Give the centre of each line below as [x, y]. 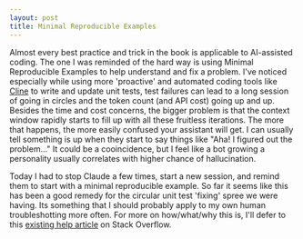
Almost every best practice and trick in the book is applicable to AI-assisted [151, 52]
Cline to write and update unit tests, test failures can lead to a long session [149, 91]
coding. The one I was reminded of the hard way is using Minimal [131, 62]
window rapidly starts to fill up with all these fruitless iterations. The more [147, 120]
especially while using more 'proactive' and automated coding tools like [143, 81]
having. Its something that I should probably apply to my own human [138, 204]
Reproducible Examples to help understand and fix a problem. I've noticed [148, 71]
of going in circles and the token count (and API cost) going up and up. [142, 100]
